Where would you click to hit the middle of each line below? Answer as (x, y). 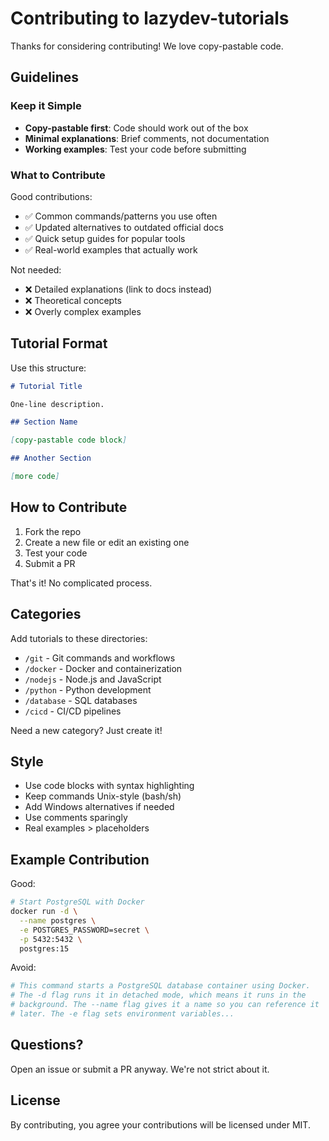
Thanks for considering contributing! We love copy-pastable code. (147, 46)
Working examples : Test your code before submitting (135, 149)
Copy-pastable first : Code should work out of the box (136, 128)
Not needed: (36, 269)
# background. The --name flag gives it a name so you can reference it (165, 1005)
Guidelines (44, 77)
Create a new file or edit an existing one (107, 542)
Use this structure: (48, 368)
